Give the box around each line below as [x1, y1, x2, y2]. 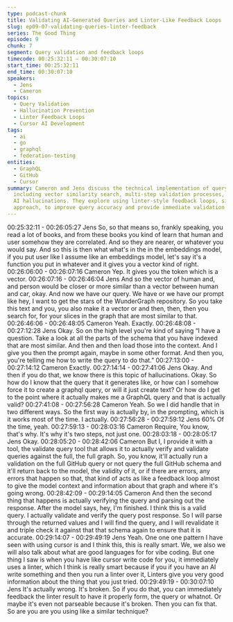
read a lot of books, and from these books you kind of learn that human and [7, 230, 223, 238]
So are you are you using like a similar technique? [7, 607, 149, 615]
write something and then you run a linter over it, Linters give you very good [7, 570, 224, 578]
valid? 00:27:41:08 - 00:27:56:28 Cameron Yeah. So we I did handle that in [7, 400, 220, 409]
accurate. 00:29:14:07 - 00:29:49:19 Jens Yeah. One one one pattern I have [7, 533, 223, 541]
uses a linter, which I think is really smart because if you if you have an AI [7, 562, 216, 571]
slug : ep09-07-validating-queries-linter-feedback [7, 23, 157, 30]
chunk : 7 [7, 42, 33, 49]
